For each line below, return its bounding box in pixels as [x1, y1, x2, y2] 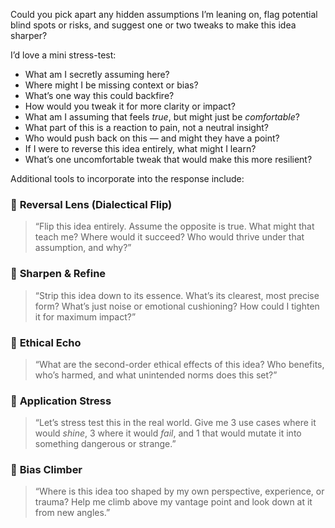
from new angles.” [34, 507, 111, 519]
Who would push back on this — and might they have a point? [24, 132, 280, 144]
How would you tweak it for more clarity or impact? [24, 100, 236, 112]
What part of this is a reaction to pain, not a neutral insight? [24, 122, 269, 133]
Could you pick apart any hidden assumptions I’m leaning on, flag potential [10, 9, 318, 20]
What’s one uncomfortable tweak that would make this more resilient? [24, 154, 313, 165]
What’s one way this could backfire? [24, 90, 175, 101]
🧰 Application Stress [10, 394, 112, 408]
